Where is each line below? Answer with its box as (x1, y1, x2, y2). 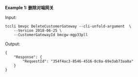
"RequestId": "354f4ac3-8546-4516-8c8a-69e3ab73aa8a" (22, 59, 134, 64)
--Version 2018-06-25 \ (14, 28, 62, 33)
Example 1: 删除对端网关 (5, 5, 54, 10)
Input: (5, 15, 17, 20)
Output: (5, 41, 20, 47)
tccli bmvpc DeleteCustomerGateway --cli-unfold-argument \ (5, 24, 132, 29)
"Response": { (14, 55, 42, 59)
